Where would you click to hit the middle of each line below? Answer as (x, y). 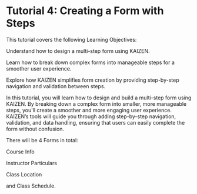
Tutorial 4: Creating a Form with (85, 11)
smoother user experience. (39, 68)
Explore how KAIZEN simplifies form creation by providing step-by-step (93, 80)
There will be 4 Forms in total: (42, 140)
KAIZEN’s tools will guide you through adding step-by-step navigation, (91, 116)
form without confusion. (35, 129)
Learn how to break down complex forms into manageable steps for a (91, 62)
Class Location (24, 174)
